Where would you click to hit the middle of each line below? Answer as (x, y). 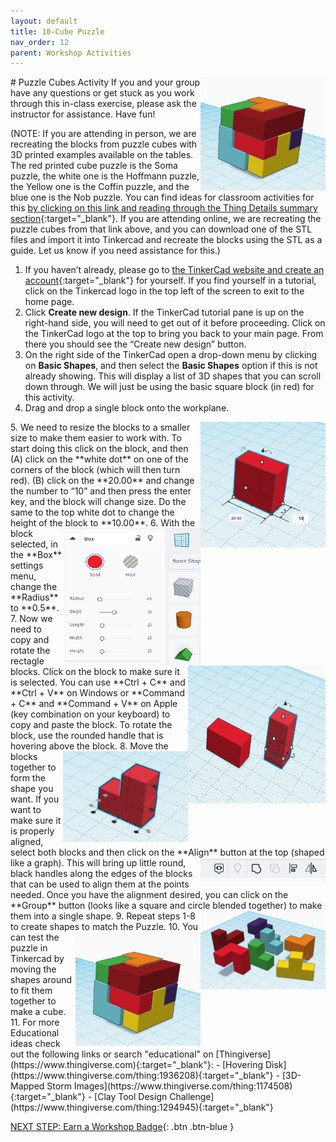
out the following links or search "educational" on (112, 1054)
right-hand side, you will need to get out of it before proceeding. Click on (175, 323)
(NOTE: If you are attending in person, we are (103, 134)
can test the (35, 937)
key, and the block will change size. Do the (98, 502)
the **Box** (36, 555)
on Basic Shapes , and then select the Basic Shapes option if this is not (171, 366)
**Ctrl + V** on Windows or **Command (98, 693)
